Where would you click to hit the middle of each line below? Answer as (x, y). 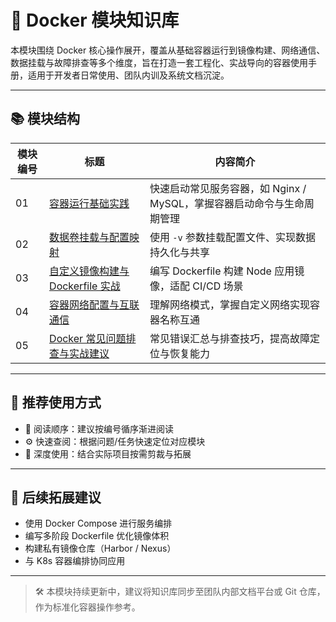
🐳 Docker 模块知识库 (95, 20)
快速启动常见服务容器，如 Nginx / (228, 188)
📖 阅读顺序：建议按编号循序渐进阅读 (99, 428)
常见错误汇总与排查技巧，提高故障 (229, 338)
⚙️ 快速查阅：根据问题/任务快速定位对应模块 (115, 441)
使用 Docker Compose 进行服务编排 (98, 523)
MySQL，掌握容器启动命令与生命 (227, 203)
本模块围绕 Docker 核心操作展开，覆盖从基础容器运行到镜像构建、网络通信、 (168, 50)
